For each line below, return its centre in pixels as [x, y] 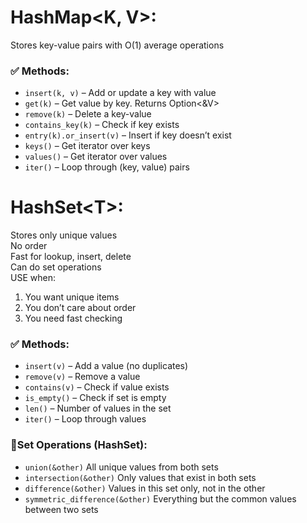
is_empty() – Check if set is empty [95, 398]
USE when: [33, 278]
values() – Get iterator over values [96, 157]
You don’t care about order [80, 308]
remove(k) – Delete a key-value [88, 114]
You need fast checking [73, 318]
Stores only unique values [64, 235]
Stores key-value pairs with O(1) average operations [117, 45]
